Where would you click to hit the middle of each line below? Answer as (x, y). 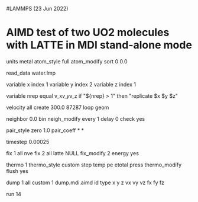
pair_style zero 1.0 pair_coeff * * (45, 130)
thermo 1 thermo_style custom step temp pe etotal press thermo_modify (94, 165)
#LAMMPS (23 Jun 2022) (37, 9)
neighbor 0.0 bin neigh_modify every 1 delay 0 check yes (76, 118)
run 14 (14, 194)
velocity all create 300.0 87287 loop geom (58, 107)
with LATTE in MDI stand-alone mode (99, 45)
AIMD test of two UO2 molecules (88, 33)
